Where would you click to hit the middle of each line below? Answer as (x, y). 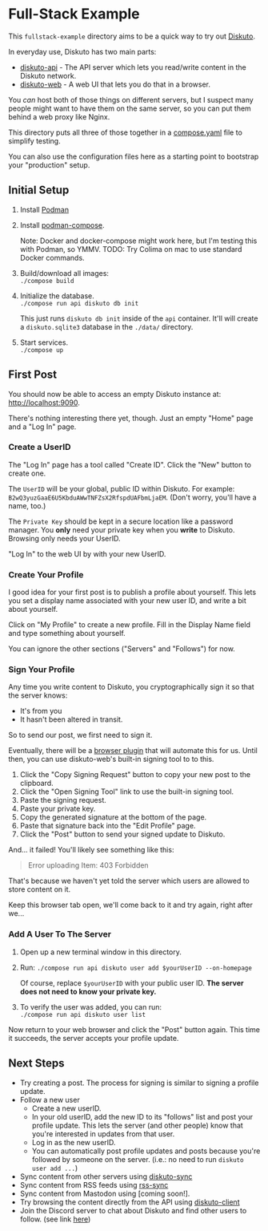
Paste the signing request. (63, 800)
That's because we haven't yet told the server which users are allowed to (129, 881)
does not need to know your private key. (88, 991)
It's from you (41, 711)
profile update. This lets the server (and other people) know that (138, 1125)
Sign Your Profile (42, 670)
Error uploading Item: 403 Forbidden (88, 865)
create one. (27, 473)
